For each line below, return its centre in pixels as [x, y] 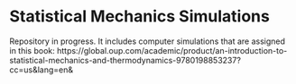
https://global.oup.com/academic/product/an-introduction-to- [172, 50]
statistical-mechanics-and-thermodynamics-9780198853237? [125, 60]
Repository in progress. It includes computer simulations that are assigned [148, 41]
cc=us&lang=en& [42, 70]
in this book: [32, 50]
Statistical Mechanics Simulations [140, 17]
